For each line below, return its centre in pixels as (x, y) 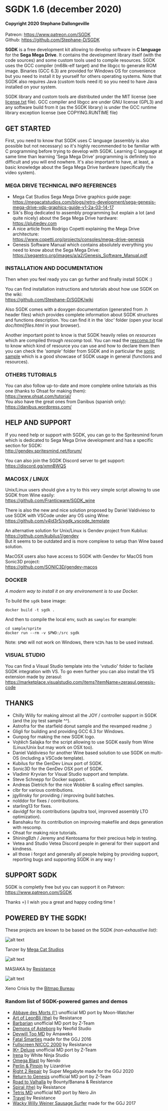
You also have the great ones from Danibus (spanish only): (66, 402)
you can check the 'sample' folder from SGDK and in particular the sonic (80, 351)
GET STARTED (28, 128)
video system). (21, 173)
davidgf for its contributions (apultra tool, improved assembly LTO (80, 811)
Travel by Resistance (34, 1097)
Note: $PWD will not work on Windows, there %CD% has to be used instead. (79, 642)
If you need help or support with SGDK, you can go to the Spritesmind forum (84, 435)
